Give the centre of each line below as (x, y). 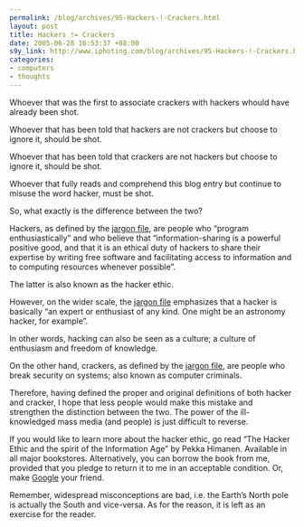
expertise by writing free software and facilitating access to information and (151, 257)
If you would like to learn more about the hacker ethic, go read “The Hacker (150, 438)
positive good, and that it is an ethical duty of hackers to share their (135, 247)
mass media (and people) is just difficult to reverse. (153, 421)
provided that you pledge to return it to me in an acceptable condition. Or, (146, 467)
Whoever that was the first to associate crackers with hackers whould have (149, 102)
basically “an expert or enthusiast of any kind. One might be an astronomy (148, 311)
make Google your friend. (57, 477)
